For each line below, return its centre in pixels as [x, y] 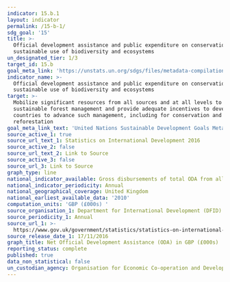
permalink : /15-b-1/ [37, 26]
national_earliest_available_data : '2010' [68, 198]
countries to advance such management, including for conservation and [118, 115]
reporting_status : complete [47, 249]
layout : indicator [33, 20]
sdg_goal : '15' [29, 33]
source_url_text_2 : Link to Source [58, 154]
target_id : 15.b [30, 64]
